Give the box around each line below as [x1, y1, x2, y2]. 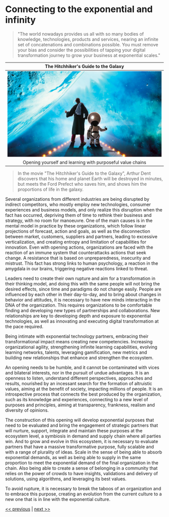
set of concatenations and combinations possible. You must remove [17, 41, 158, 47]
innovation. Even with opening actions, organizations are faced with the [5, 244, 153, 250]
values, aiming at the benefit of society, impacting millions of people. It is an [5, 386, 162, 392]
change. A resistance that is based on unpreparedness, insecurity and [5, 255, 151, 261]
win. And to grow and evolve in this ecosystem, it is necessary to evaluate [5, 438, 158, 445]
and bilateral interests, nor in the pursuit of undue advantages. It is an [5, 370, 149, 376]
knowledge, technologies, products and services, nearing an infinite [17, 36, 158, 42]
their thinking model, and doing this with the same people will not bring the [5, 281, 160, 287]
